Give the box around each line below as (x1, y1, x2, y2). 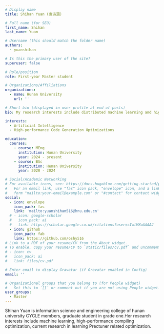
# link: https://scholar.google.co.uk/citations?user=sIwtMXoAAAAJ (9, 222, 154, 227)
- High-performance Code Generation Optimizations (9, 128, 115, 133)
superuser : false (5, 60, 41, 66)
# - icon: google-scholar (9, 213, 62, 218)
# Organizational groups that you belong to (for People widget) (5, 281, 141, 286)
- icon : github (9, 227, 41, 232)
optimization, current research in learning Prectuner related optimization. (5, 323, 151, 329)
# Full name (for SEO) (5, 20, 51, 25)
